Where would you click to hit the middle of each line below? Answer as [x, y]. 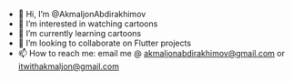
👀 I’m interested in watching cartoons [88, 24]
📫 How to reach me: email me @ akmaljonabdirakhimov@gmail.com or [151, 53]
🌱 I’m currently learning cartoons [80, 33]
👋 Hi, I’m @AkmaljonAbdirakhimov [82, 14]
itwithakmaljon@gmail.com [69, 66]
